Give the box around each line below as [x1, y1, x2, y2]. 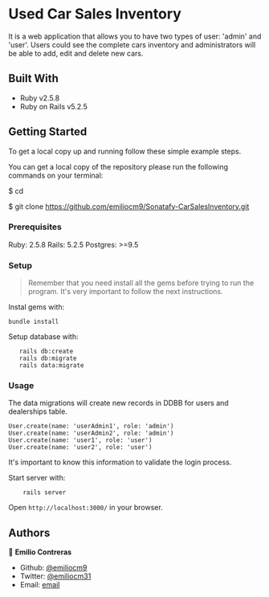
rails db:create [18, 347, 74, 356]
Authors [8, 525, 51, 539]
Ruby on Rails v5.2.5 [19, 101, 88, 111]
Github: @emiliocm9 [19, 563, 88, 573]
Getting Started [8, 125, 88, 139]
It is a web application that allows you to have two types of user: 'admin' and [8, 31, 262, 41]
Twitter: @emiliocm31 [19, 571, 92, 581]
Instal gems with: [8, 302, 65, 312]
